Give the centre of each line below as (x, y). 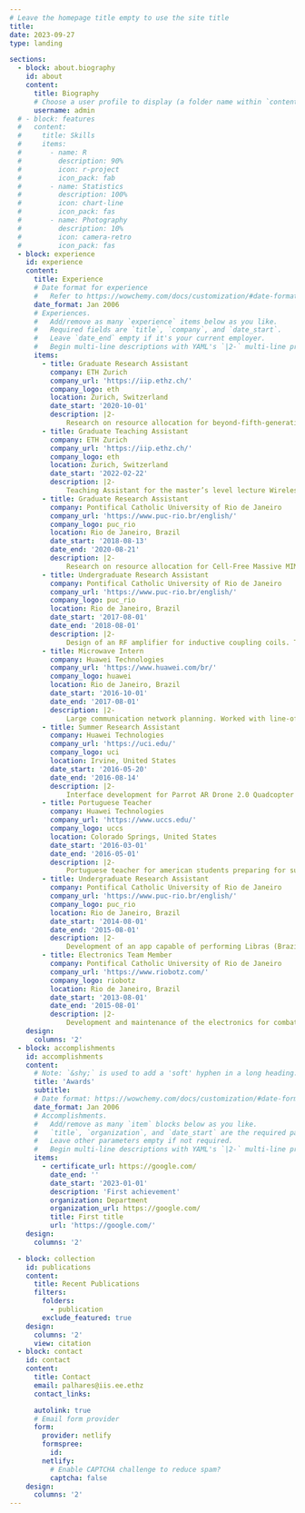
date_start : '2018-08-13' (98, 542)
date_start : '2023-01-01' (98, 1183)
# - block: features (56, 119)
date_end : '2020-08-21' (95, 550)
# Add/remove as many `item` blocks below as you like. (145, 1124)
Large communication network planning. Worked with (166, 719)
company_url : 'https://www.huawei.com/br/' (133, 668)
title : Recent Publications (87, 1284)
